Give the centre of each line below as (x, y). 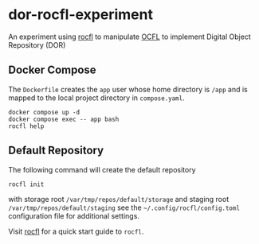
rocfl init (26, 184)
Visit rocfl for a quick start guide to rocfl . (76, 231)
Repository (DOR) (37, 45)
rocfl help (26, 126)
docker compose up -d (44, 112)
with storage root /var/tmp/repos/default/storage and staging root (119, 199)
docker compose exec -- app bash (64, 119)
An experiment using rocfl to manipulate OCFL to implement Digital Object (129, 37)
